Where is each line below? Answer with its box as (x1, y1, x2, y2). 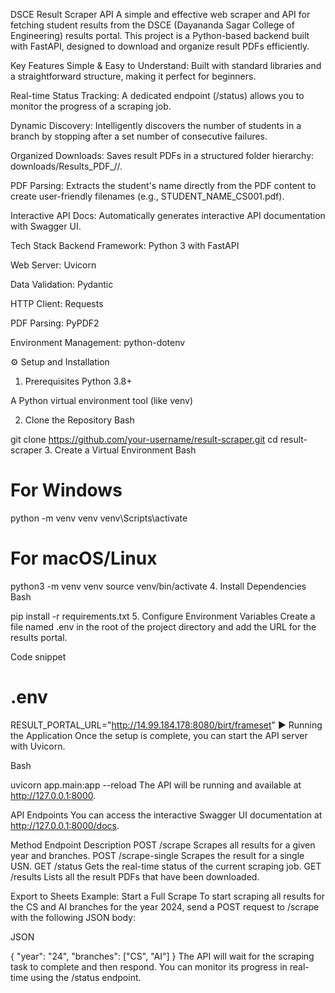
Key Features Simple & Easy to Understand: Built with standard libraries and (10, 60, 322, 71)
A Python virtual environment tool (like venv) (10, 395, 193, 406)
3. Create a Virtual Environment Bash (44, 444, 197, 456)
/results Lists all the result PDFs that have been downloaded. (10, 870, 260, 883)
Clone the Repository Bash (24, 414, 135, 426)
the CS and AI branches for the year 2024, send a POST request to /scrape (10, 900, 320, 913)
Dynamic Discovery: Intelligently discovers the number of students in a (10, 120, 302, 131)
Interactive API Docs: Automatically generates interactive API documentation (10, 210, 326, 221)
